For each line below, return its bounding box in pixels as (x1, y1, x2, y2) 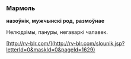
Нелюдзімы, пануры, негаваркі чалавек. (6, 29, 108, 36)
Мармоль (6, 4, 36, 12)
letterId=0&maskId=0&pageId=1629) (6, 46, 95, 53)
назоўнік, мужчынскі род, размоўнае (6, 18, 105, 25)
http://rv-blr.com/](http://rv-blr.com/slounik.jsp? (8, 40, 125, 47)
